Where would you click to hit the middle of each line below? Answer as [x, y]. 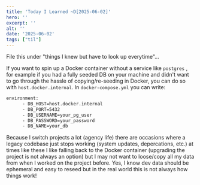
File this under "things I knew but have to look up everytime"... [83, 57]
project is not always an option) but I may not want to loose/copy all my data [100, 157]
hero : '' [17, 17]
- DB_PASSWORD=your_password [58, 120]
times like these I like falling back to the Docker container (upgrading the [96, 150]
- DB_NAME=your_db [45, 126]
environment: [22, 98]
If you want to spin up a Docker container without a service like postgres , [97, 68]
